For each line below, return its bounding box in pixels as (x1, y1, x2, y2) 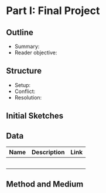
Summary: (14, 43, 40, 50)
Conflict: (14, 88, 36, 95)
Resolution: (14, 94, 42, 101)
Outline (6, 27, 33, 37)
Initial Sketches (6, 111, 64, 121)
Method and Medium (6, 180, 84, 189)
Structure (6, 66, 42, 76)
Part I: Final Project (6, 4, 100, 18)
